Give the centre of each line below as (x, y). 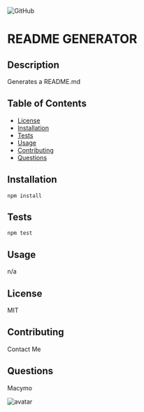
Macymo (20, 388)
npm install (24, 196)
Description (33, 65)
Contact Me (24, 349)
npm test (20, 233)
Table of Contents (47, 104)
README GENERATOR (72, 39)
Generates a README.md (44, 81)
